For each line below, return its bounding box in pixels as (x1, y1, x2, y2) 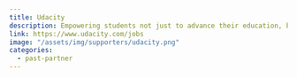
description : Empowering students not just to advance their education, (9, 21, 283, 30)
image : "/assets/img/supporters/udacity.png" (9, 37, 179, 47)
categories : (9, 46, 53, 55)
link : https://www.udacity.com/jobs (9, 29, 144, 38)
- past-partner (17, 54, 73, 63)
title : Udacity (9, 12, 65, 22)
